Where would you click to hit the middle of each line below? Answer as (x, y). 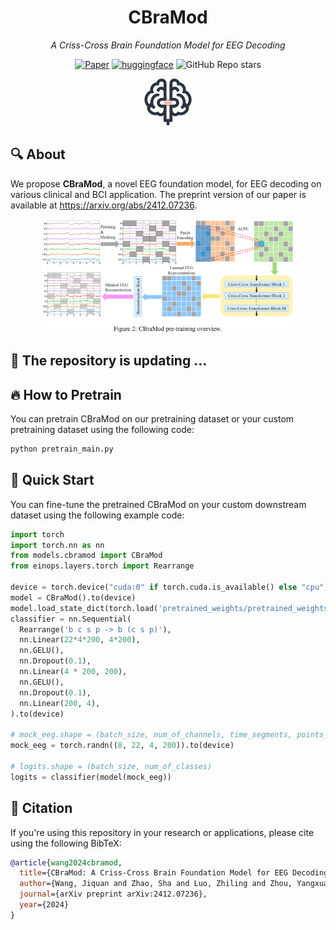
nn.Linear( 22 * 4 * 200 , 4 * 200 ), (80, 640)
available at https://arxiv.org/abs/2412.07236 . (104, 205)
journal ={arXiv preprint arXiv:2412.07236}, (113, 894)
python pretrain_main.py (62, 449)
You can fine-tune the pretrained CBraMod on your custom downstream (158, 504)
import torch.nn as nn (57, 545)
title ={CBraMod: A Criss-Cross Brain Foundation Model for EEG (153, 873)
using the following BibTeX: (66, 843)
